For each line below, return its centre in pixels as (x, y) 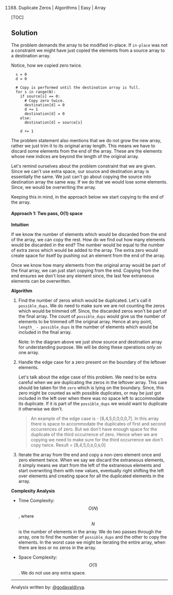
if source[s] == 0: (40, 96)
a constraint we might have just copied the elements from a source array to (88, 50)
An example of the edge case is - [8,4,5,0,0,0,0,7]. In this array (95, 418)
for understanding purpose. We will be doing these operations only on (90, 347)
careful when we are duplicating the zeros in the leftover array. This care (93, 383)
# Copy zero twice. (44, 100)
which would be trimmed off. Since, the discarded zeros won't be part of (92, 311)
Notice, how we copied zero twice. (47, 65)
